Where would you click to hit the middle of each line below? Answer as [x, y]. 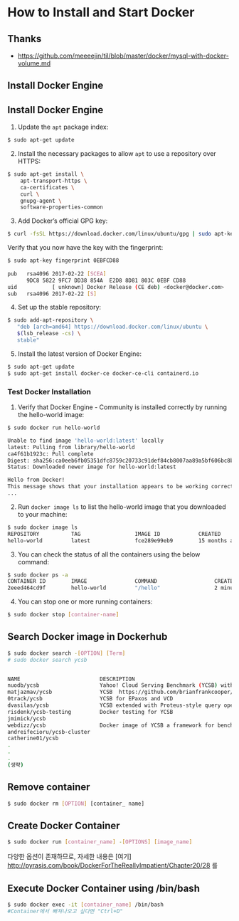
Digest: [19, 460]
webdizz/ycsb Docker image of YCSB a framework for [111, 725]
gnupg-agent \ [41, 201]
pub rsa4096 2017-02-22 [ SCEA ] [57, 274]
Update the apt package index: [63, 127]
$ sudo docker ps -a [38, 575]
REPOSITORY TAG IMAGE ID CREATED [114, 534]
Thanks [25, 39]
